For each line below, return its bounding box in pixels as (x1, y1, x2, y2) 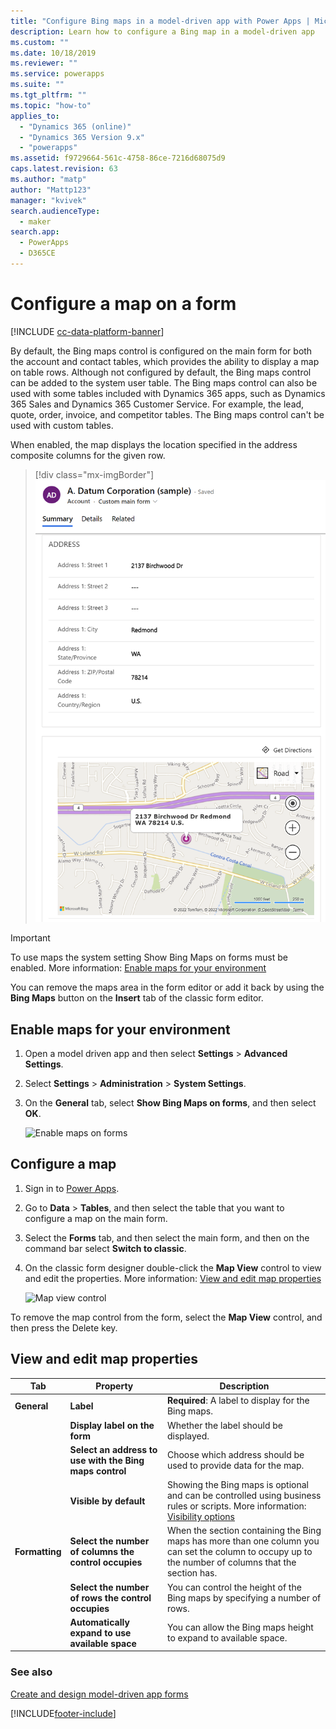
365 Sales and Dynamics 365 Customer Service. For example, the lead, (10, 398, 305, 410)
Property (95, 1380, 134, 1392)
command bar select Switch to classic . (24, 1242, 187, 1254)
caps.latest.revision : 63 (10, 164, 118, 174)
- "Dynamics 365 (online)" (19, 121, 132, 132)
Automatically (69, 1616, 130, 1628)
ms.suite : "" (10, 80, 65, 90)
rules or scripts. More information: (166, 1500, 307, 1512)
